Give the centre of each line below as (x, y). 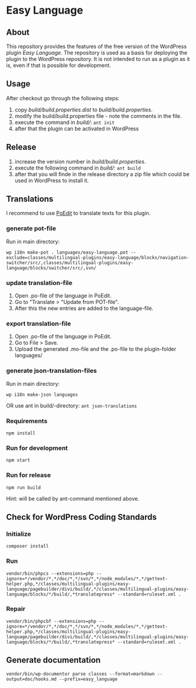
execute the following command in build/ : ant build (78, 168)
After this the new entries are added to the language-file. (84, 308)
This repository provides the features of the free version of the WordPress (97, 46)
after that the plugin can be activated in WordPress (77, 129)
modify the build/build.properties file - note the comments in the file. (98, 116)
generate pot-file (31, 229)
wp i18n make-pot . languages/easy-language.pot (67, 252)
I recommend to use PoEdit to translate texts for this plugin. (78, 213)
